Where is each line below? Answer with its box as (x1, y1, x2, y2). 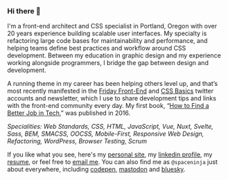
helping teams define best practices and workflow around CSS (7, 44, 186, 53)
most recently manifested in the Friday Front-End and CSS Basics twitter (7, 87, 214, 96)
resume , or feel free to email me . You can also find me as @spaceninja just (7, 158, 218, 166)
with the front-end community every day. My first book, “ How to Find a (7, 102, 209, 110)
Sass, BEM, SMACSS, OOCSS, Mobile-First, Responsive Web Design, (7, 129, 204, 138)
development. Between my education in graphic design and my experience (7, 51, 222, 60)
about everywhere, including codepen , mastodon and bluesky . (7, 165, 186, 174)
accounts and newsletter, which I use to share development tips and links (7, 94, 217, 102)
